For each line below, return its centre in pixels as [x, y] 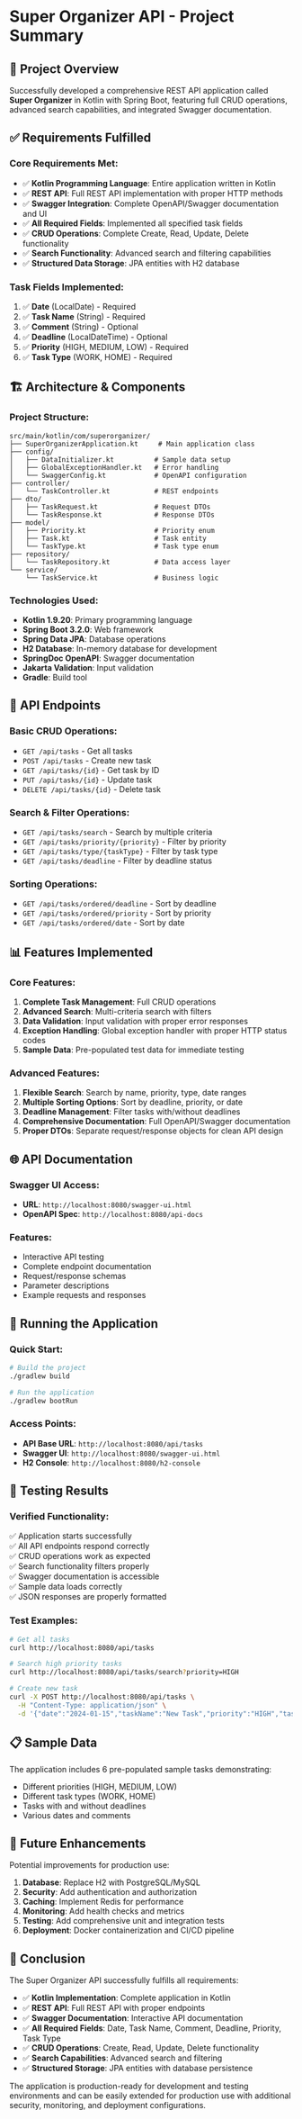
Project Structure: [49, 418]
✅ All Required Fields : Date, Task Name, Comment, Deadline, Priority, [151, 2028]
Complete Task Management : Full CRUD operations [119, 1002]
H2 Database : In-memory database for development [120, 648]
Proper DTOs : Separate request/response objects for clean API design [153, 1131]
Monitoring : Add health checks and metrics [103, 1911]
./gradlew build [40, 1376]
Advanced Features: [55, 1073]
